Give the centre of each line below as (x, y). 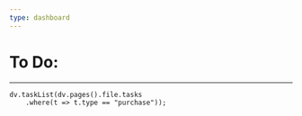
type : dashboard (40, 18)
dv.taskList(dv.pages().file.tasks (76, 94)
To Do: (34, 62)
